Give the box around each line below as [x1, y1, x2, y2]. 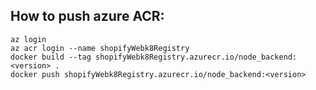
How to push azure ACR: [10, 8, 165, 25]
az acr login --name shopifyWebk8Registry [10, 43, 190, 53]
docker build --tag [10, 52, 92, 62]
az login [10, 34, 47, 44]
